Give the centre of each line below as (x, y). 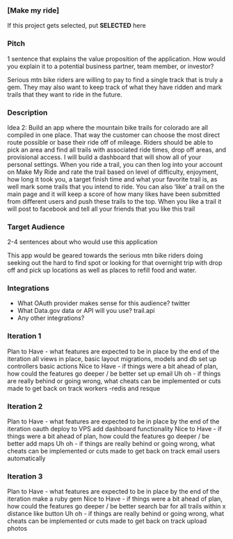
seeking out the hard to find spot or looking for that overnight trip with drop (115, 263)
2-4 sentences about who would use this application (82, 242)
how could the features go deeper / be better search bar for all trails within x (116, 506)
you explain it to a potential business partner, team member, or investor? (111, 66)
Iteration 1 (24, 336)
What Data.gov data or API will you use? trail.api (86, 311)
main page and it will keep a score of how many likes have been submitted (114, 194)
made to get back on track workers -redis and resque (84, 388)
